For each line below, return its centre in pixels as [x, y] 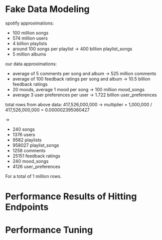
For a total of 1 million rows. [33, 176]
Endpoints [27, 207]
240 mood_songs [30, 161]
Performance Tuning [49, 230]
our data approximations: [31, 64]
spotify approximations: [30, 23]
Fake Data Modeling [47, 9]
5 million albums [29, 54]
